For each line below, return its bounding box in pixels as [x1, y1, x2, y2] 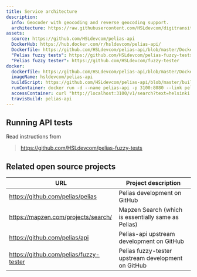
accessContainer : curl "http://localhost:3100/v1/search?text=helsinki [11, 90, 191, 96]
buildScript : [11, 80, 43, 86]
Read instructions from [6, 133, 62, 140]
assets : [6, 31, 25, 36]
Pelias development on [118, 189, 182, 197]
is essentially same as [118, 213, 179, 221]
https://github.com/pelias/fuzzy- [9, 251, 100, 259]
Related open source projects [6, 161, 116, 171]
